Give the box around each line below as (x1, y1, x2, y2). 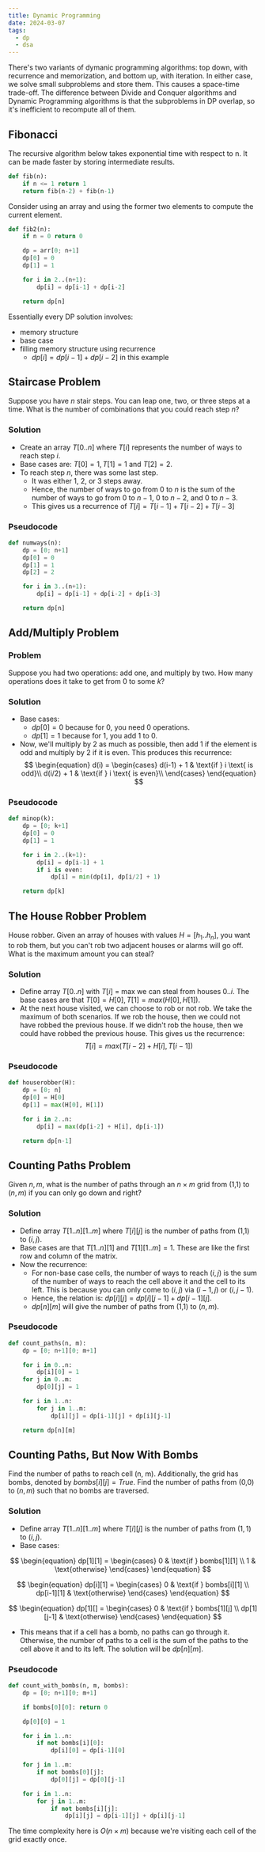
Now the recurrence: (19, 1259, 88, 1269)
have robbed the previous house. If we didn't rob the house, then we (19, 1020, 244, 1030)
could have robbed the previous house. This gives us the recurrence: (19, 1029, 245, 1038)
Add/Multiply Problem (8, 626, 119, 639)
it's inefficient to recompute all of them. (8, 104, 137, 115)
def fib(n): (8, 172, 47, 180)
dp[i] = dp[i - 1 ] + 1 (36, 858, 104, 867)
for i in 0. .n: (22, 1361, 73, 1369)
